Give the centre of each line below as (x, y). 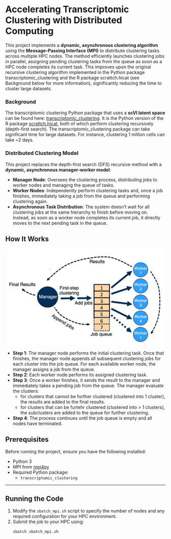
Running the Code (34, 498)
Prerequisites (27, 439)
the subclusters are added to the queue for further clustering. (84, 413)
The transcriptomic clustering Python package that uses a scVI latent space (85, 113)
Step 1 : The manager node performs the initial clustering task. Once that (88, 353)
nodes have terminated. (37, 423)
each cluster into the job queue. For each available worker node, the (84, 364)
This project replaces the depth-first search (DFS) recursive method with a (83, 164)
